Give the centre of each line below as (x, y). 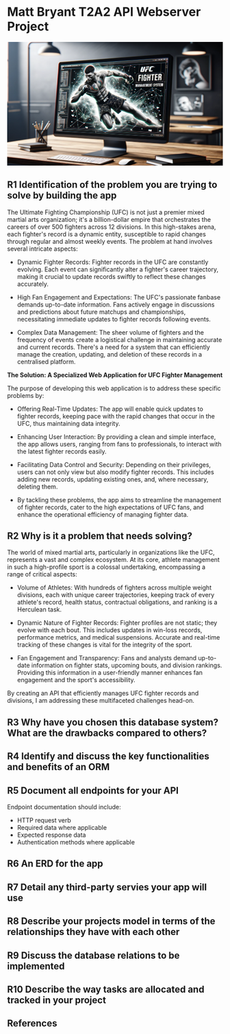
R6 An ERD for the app (55, 864)
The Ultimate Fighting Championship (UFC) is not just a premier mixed (106, 212)
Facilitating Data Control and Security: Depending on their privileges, (114, 464)
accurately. (33, 284)
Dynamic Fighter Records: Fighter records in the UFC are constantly (113, 262)
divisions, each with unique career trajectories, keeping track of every (116, 595)
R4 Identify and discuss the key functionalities (108, 756)
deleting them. (37, 486)
